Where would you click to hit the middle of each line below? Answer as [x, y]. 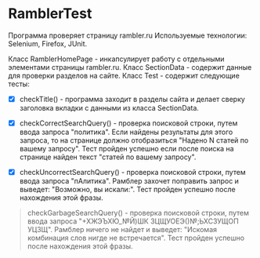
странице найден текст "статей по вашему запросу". [108, 157]
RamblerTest [50, 14]
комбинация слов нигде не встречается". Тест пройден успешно [136, 238]
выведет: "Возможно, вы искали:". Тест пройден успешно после [128, 190]
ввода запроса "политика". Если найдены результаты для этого [126, 132]
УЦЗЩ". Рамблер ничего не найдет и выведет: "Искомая [122, 230]
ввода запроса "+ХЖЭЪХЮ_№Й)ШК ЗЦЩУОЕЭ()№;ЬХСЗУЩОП [133, 221]
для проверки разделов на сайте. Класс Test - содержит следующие [124, 75]
